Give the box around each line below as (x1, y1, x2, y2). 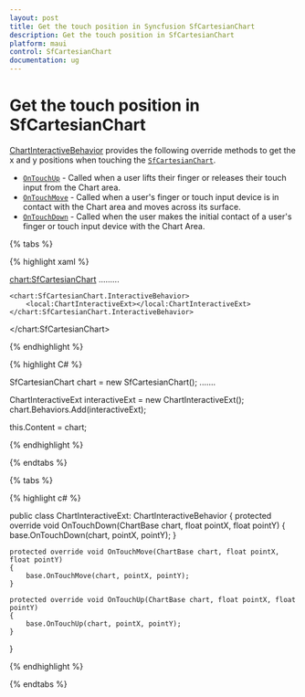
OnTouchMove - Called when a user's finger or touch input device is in (22, 191, 279, 202)
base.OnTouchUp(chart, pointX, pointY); (26, 618, 182, 628)
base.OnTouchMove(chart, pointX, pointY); (26, 571, 190, 580)
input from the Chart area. (22, 182, 121, 193)
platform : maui (9, 38, 68, 48)
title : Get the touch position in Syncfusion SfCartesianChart (9, 22, 256, 31)
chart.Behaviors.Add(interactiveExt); (9, 404, 147, 415)
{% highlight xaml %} (9, 256, 89, 267)
